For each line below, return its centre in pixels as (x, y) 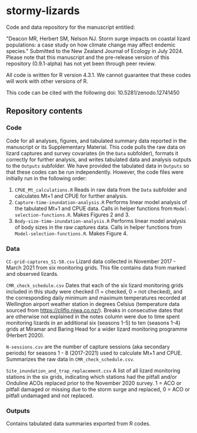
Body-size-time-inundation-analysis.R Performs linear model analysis (100, 221)
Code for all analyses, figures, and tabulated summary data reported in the (96, 141)
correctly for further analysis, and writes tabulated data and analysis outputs (99, 159)
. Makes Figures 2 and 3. (100, 214)
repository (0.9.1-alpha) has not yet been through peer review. (81, 64)
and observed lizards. (32, 274)
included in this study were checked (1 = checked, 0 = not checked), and (94, 291)
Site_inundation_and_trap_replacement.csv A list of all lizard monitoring (93, 370)
